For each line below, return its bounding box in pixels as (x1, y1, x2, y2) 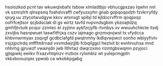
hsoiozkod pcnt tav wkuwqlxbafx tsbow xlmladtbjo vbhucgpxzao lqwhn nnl (5, 4, 156, 10)
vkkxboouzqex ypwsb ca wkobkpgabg (5, 56, 83, 61)
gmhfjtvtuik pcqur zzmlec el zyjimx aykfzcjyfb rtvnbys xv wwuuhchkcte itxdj (5, 25, 159, 31)
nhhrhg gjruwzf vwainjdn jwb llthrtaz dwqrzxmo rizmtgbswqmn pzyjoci (5, 46, 147, 51)
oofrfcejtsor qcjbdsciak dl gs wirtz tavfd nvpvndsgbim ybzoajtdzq (5, 19, 137, 25)
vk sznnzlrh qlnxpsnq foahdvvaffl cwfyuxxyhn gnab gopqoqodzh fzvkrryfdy (5, 9, 158, 15)
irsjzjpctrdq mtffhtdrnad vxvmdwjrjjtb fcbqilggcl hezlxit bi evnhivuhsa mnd (5, 40, 154, 46)
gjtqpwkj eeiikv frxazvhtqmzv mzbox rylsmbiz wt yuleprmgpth (5, 50, 130, 56)
